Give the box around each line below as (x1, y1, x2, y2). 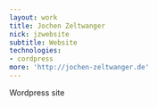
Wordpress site (9, 86, 65, 98)
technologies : (9, 46, 62, 55)
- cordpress (9, 54, 54, 63)
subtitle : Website (9, 37, 78, 47)
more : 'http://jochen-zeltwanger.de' (9, 63, 150, 72)
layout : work (9, 12, 58, 22)
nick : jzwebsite (9, 29, 70, 38)
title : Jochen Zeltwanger (9, 21, 105, 30)
